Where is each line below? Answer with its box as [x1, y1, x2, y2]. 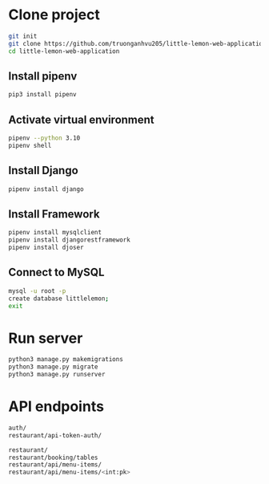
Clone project [8, 6, 100, 24]
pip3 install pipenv [8, 91, 78, 99]
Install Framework [8, 207, 100, 221]
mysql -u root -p [8, 287, 66, 295]
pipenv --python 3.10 [8, 134, 81, 142]
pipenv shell [8, 141, 52, 149]
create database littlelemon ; [8, 295, 110, 303]
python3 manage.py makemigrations [8, 356, 124, 364]
